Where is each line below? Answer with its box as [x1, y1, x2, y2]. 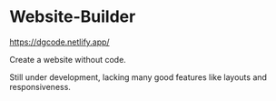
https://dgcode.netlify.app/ [9, 36, 111, 47]
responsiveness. [9, 81, 71, 92]
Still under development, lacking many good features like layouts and [9, 71, 268, 83]
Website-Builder [9, 6, 136, 27]
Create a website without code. [9, 54, 127, 65]
